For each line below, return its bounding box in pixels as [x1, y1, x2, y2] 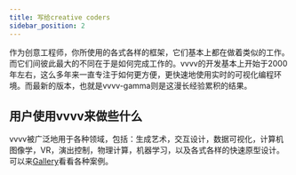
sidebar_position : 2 [9, 21, 86, 30]
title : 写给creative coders [9, 12, 111, 22]
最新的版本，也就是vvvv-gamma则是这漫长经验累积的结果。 [32, 80, 252, 91]
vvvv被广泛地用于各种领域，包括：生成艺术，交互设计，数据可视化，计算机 [9, 134, 284, 145]
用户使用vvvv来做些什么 [9, 108, 143, 123]
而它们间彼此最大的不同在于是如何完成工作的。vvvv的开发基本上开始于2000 [9, 58, 288, 68]
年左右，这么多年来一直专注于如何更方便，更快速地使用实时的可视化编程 [9, 68, 274, 80]
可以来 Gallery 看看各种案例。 [9, 156, 114, 167]
